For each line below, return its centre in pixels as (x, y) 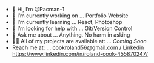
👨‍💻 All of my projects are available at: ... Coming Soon (79, 41)
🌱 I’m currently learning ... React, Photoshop (67, 22)
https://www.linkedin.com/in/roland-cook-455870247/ (80, 54)
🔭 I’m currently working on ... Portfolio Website (70, 16)
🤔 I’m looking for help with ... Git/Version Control (72, 28)
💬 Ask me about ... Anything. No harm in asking (71, 35)
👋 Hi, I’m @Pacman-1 (38, 9)
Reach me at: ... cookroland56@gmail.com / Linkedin (78, 47)
